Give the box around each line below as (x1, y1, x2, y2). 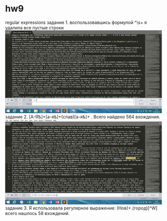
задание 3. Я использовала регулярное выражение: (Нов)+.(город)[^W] (5, 205, 158, 211)
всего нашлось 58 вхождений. (5, 211, 70, 217)
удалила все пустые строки (5, 24, 64, 30)
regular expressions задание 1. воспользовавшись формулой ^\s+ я (5, 19, 147, 25)
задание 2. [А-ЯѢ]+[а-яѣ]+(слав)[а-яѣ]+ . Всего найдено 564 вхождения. (5, 114, 161, 120)
